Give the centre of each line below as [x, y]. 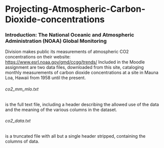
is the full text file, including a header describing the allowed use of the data [82, 104]
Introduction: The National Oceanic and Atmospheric [70, 35]
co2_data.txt [18, 121]
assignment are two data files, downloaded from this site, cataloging [75, 67]
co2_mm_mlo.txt [22, 89]
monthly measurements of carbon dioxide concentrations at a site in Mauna [82, 73]
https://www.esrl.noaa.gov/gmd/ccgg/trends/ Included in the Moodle [75, 62]
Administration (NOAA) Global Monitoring [56, 41]
